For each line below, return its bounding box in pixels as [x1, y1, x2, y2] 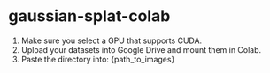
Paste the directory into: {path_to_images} [20, 54, 175, 64]
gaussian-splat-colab [8, 6, 171, 26]
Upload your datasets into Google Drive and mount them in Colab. [20, 44, 262, 55]
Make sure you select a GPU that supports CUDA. [20, 35, 203, 46]
